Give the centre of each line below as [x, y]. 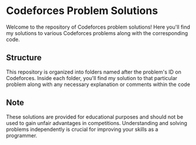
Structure [24, 58]
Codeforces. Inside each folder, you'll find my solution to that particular [92, 78]
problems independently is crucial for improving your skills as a [82, 129]
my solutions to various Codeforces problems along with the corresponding [97, 33]
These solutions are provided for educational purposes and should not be [94, 117]
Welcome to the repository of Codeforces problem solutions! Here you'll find [98, 27]
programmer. [22, 135]
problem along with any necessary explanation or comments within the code [98, 84]
